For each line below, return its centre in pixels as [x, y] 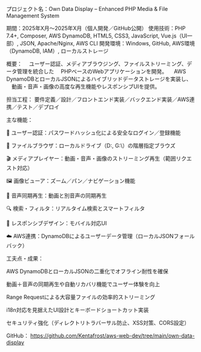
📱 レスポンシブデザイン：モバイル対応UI [57, 223]
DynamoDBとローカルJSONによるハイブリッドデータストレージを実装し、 [99, 79]
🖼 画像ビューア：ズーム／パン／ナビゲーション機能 [71, 181]
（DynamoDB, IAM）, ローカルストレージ [58, 51]
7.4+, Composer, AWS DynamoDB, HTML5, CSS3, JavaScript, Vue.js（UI [97, 36]
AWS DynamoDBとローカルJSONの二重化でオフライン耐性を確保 [87, 271]
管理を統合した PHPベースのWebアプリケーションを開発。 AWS [101, 71]
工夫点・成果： [25, 258]
